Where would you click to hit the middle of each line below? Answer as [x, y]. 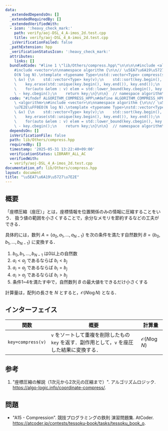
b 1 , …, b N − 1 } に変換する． [31, 242]
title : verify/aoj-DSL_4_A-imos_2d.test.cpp [61, 38]
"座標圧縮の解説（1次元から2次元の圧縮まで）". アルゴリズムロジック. [84, 382]
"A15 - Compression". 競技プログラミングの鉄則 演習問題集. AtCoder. [83, 417]
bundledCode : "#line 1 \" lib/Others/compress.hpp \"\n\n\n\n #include [82, 65]
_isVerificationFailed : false [41, 42]
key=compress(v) [27, 342]
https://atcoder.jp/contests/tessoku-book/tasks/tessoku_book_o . [79, 423]
